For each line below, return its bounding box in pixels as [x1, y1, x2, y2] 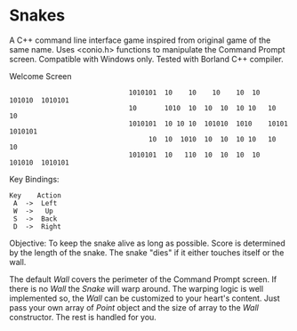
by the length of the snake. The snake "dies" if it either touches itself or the [9, 246, 285, 258]
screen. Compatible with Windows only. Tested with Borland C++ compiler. [9, 53, 285, 64]
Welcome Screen [9, 70, 73, 81]
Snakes [9, 5, 65, 26]
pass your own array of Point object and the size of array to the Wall [9, 302, 260, 312]
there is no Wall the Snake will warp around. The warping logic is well [9, 283, 264, 294]
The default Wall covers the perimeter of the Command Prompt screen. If [9, 273, 277, 285]
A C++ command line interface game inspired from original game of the [9, 35, 271, 45]
